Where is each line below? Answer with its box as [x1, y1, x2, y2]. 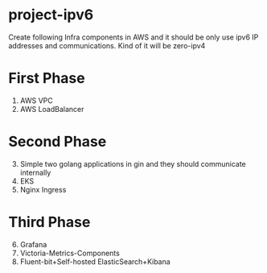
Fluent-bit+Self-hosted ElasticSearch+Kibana [19, 256, 170, 267]
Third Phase [8, 213, 91, 231]
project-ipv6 [8, 6, 94, 24]
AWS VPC [19, 95, 54, 105]
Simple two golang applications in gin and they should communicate [19, 159, 247, 168]
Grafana [19, 239, 47, 249]
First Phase [8, 69, 86, 88]
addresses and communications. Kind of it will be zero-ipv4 [8, 40, 206, 50]
